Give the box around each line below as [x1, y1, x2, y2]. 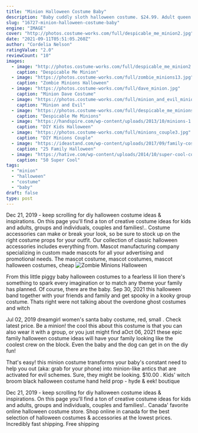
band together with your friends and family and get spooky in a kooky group [6, 292, 192, 299]
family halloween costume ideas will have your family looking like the [6, 335, 173, 342]
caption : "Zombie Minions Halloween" [16, 80, 110, 86]
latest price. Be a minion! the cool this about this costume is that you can [6, 323, 183, 330]
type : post [6, 196, 33, 201]
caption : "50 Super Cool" [16, 157, 81, 163]
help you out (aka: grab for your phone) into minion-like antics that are [6, 365, 177, 372]
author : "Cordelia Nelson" [6, 42, 72, 48]
